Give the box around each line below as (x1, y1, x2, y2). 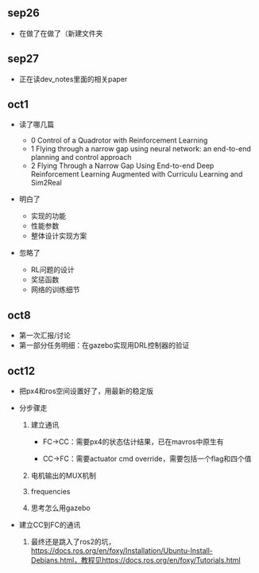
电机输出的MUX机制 (30, 471, 97, 481)
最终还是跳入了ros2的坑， (30, 537, 116, 547)
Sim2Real (30, 178, 63, 188)
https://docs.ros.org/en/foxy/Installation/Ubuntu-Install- (30, 546, 214, 555)
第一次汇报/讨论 (18, 330, 71, 341)
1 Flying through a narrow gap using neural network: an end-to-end (30, 144, 252, 154)
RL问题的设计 (30, 265, 75, 275)
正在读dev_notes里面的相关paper (18, 74, 128, 84)
